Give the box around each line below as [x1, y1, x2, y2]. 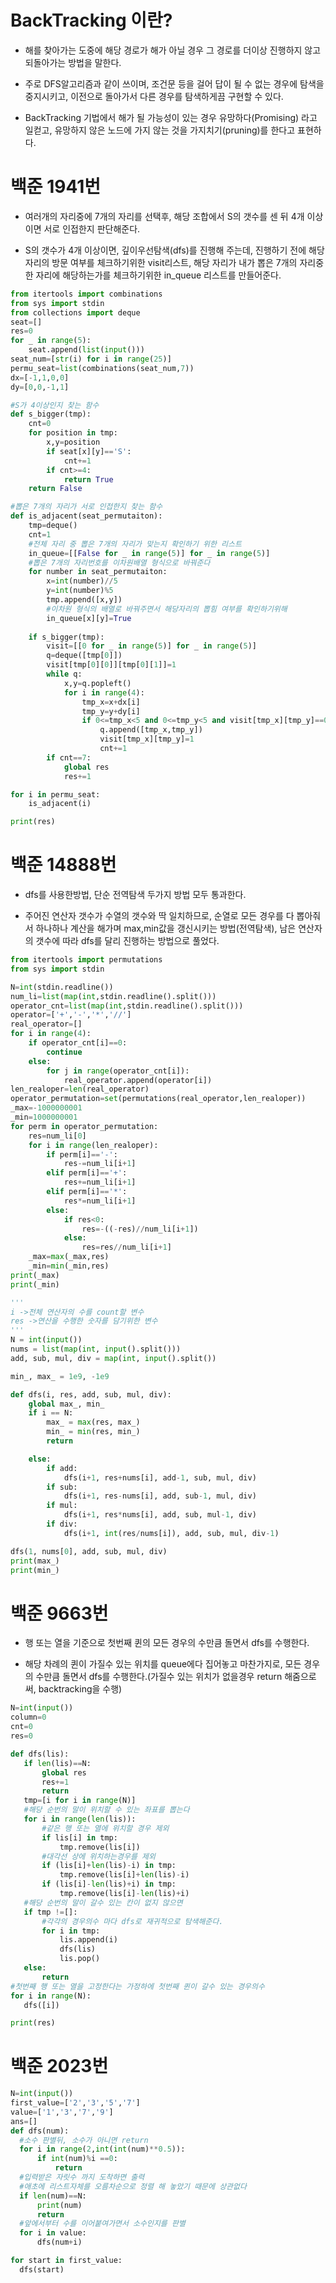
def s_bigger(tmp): [10, 409, 92, 420]
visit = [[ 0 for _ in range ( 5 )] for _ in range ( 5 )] [46, 641, 257, 651]
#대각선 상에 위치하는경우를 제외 [41, 1851, 156, 1861]
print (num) [36, 2200, 83, 2210]
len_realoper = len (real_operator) [10, 1084, 150, 1095]
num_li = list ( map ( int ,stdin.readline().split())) [10, 991, 217, 1001]
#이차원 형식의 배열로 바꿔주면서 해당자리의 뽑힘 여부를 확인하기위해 [46, 604, 288, 614]
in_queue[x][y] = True [46, 613, 132, 623]
